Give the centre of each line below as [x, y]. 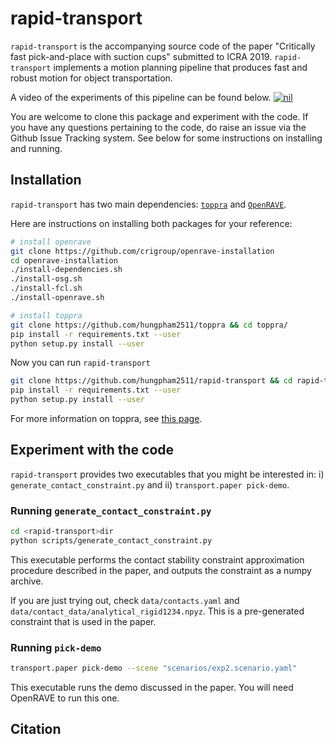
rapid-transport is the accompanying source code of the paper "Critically [163, 46]
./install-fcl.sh [46, 288]
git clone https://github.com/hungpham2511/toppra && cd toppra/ [149, 325]
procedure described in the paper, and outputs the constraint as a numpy [161, 570]
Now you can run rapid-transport [80, 363]
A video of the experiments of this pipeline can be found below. [141, 97]
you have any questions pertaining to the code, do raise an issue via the [158, 127]
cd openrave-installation [64, 260]
